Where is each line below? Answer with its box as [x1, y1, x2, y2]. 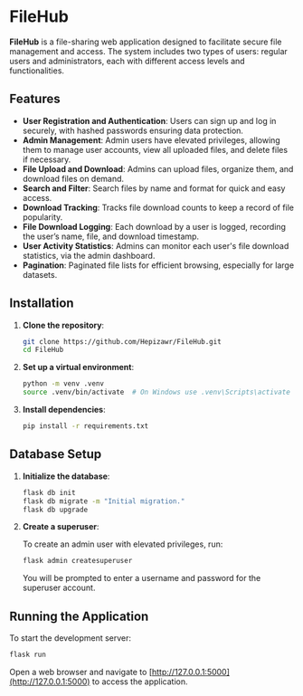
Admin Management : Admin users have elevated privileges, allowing [22, 134, 280, 146]
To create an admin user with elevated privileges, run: [22, 539, 223, 549]
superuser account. [22, 582, 96, 594]
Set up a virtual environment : [22, 362, 134, 373]
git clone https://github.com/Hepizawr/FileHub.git [22, 337, 222, 346]
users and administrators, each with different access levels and [9, 55, 246, 66]
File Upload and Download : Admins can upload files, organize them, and [22, 163, 294, 174]
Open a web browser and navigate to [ [9, 666, 152, 677]
